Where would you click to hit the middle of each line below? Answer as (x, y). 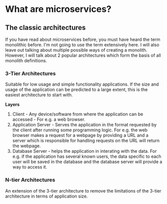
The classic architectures (46, 28)
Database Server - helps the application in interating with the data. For (84, 151)
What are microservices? (58, 9)
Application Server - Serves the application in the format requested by (84, 125)
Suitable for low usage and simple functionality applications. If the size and (82, 84)
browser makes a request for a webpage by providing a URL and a (80, 135)
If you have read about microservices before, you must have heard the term (83, 39)
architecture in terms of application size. (47, 196)
